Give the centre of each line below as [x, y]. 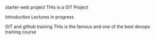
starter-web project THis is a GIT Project [47, 7]
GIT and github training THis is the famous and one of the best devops [77, 26]
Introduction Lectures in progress [39, 17]
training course [21, 32]
